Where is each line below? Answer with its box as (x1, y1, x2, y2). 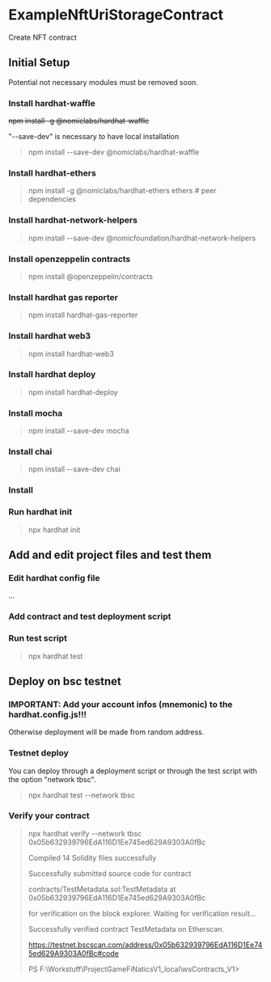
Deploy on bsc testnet (8, 674, 121, 688)
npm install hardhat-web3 (28, 349, 115, 358)
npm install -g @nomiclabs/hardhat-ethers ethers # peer (28, 186, 217, 196)
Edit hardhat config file (8, 572, 100, 583)
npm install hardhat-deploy (28, 387, 119, 397)
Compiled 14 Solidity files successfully (28, 853, 157, 862)
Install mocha (8, 407, 63, 418)
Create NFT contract (8, 32, 77, 42)
